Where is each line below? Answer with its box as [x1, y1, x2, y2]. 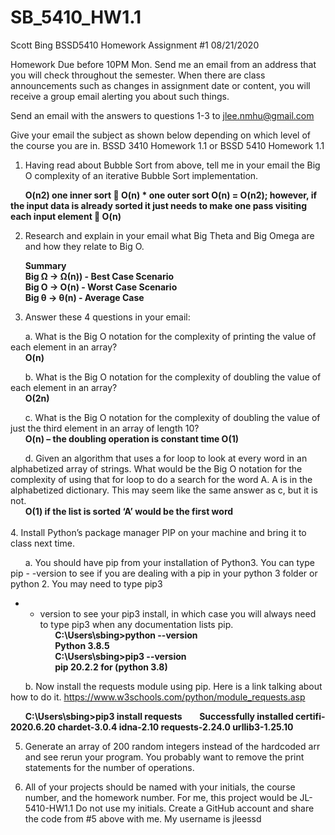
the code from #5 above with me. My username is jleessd [24, 812, 262, 825]
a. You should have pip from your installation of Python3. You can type [24, 556, 315, 568]
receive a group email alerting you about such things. [10, 90, 230, 102]
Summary [24, 259, 67, 271]
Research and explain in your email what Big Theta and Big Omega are [24, 229, 315, 241]
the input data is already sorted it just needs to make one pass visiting [10, 199, 308, 211]
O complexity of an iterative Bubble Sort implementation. [24, 169, 259, 181]
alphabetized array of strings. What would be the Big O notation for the [10, 462, 303, 475]
